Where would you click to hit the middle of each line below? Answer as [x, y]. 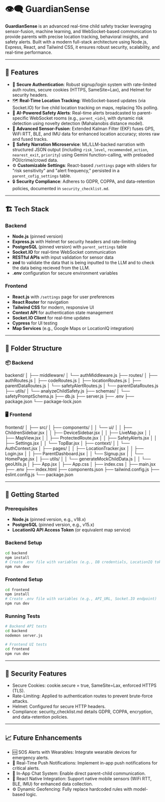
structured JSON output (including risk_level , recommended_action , [80, 149]
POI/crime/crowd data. [35, 160]
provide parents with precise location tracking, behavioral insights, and [77, 37]
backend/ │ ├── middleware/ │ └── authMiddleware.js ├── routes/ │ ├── [81, 375]
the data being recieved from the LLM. [51, 268]
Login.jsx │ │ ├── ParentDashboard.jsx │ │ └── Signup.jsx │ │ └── [74, 453]
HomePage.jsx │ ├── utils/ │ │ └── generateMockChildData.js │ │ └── [78, 459]
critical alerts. [26, 768]
